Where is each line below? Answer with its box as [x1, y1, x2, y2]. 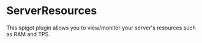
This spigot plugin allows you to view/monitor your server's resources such [6, 24, 196, 31]
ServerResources [6, 4, 97, 18]
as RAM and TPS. [6, 30, 51, 37]
